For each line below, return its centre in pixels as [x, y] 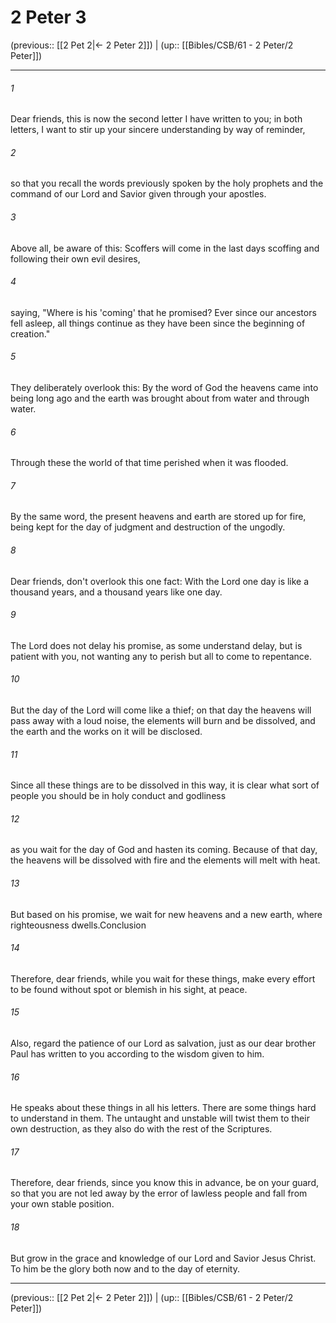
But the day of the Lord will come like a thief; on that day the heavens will [161, 710]
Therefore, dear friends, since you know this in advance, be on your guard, [165, 1183]
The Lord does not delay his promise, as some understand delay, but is [156, 645]
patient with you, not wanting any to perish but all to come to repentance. [161, 656]
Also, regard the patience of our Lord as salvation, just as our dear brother [163, 1043]
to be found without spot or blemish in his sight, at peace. [129, 989]
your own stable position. [62, 1204]
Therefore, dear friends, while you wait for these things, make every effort [163, 978]
